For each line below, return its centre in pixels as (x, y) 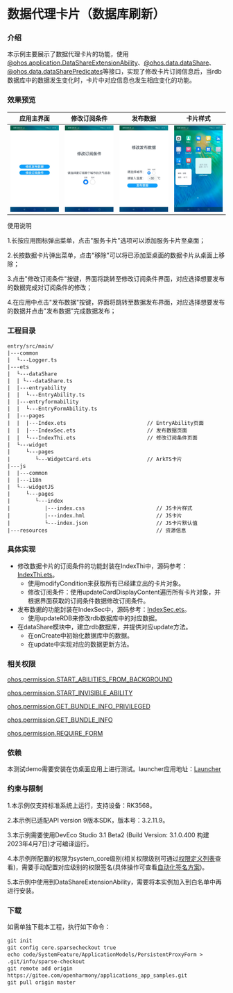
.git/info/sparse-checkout (46, 961)
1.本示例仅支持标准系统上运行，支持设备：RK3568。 (81, 805)
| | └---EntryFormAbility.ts (52, 409)
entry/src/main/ (31, 346)
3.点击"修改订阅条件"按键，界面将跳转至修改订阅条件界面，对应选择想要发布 (116, 279)
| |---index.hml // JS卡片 (95, 516)
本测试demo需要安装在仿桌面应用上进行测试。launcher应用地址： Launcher (114, 769)
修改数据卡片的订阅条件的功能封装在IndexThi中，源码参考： (102, 566)
